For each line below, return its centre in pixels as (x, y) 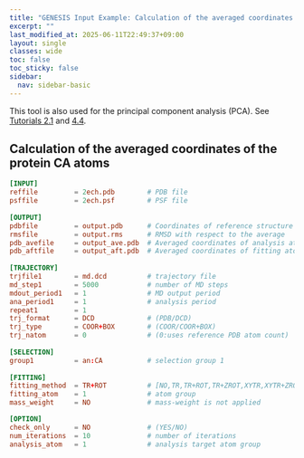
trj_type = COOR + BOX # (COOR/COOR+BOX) (113, 327)
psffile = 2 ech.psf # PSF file (99, 201)
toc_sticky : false (44, 69)
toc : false (30, 60)
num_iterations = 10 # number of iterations (123, 435)
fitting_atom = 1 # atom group (103, 395)
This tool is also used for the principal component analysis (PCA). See (139, 110)
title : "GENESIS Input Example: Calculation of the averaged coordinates (152, 18)
